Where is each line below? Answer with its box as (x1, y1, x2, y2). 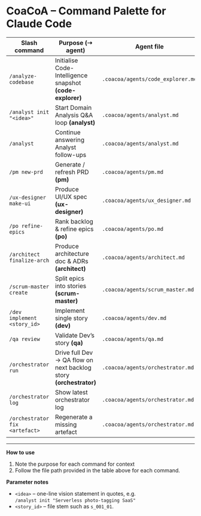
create (9, 289, 28, 296)
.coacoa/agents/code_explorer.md (102, 76, 197, 82)
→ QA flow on (54, 355, 94, 364)
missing (54, 420, 77, 429)
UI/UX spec (54, 192, 88, 201)
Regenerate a (54, 412, 93, 421)
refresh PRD (54, 168, 89, 176)
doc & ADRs (54, 257, 89, 265)
